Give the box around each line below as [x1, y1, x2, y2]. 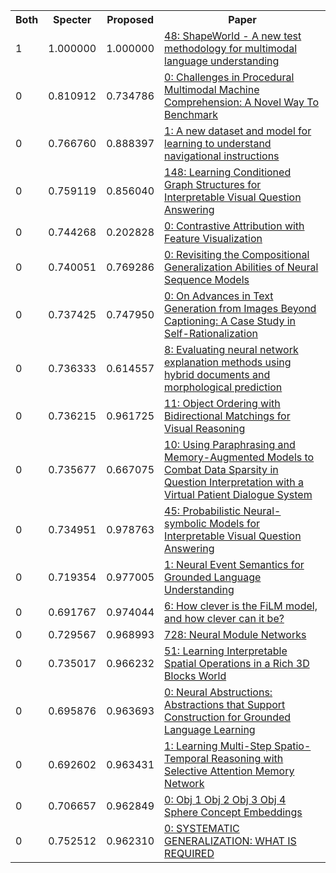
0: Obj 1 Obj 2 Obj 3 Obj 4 [164, 793, 287, 806]
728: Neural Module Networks [164, 628, 307, 641]
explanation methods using [164, 355, 292, 369]
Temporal [164, 752, 209, 765]
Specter [53, 13, 92, 26]
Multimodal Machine [164, 83, 260, 96]
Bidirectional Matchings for [164, 409, 291, 423]
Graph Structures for [164, 178, 262, 191]
